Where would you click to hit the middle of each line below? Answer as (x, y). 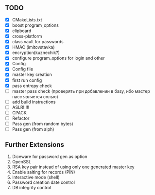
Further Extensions (34, 145)
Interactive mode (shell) (36, 177)
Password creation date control (43, 182)
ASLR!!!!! (21, 107)
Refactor (21, 118)
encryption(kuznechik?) (36, 53)
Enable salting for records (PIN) (43, 172)
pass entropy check (32, 86)
